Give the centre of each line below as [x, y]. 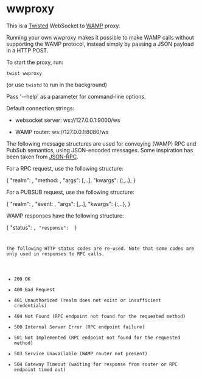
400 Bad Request [35, 289]
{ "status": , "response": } [42, 227]
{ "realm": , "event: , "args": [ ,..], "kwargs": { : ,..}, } [68, 204]
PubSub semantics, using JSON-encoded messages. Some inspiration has [100, 150]
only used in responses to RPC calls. [55, 254]
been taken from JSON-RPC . [43, 157]
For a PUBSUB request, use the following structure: [71, 192]
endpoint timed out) [40, 370]
